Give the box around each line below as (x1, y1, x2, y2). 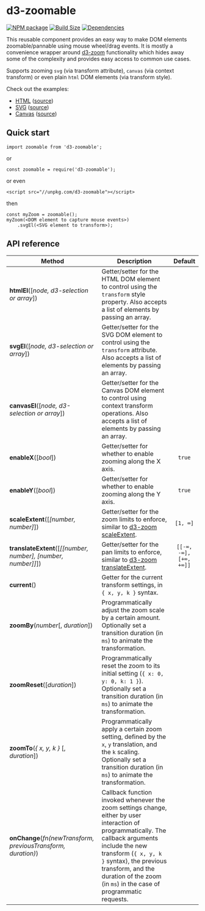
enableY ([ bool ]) (9, 486, 56, 494)
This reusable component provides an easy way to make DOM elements (6, 35, 187, 43)
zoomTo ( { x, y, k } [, (9, 744, 66, 752)
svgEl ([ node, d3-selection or (9, 342, 94, 350)
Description (117, 257, 152, 265)
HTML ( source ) (15, 97, 54, 104)
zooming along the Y (101, 489, 161, 498)
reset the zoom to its (101, 661, 160, 670)
